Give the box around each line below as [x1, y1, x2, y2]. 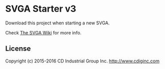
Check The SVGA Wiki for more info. [5, 29, 81, 36]
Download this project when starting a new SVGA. [5, 20, 110, 26]
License [5, 44, 31, 53]
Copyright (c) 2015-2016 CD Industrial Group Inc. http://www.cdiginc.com [5, 58, 160, 64]
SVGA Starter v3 [5, 3, 76, 15]
